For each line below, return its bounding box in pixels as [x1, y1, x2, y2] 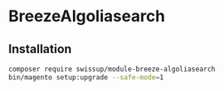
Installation [8, 42, 72, 57]
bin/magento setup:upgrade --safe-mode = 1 [8, 72, 164, 81]
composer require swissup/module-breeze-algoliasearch [8, 64, 216, 73]
